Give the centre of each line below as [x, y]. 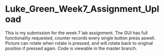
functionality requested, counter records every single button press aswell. [80, 38]
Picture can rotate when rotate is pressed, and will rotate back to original [79, 43]
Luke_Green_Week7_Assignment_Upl [82, 9]
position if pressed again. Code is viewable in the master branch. [71, 48]
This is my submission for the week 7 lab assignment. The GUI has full [77, 33]
